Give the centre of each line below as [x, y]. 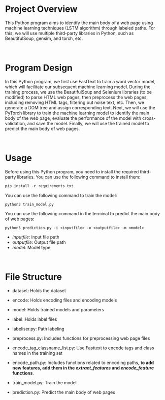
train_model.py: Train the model [44, 382]
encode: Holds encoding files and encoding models [65, 300]
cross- [149, 118]
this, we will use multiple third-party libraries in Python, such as [69, 33]
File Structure [33, 277]
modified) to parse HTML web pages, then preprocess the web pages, [77, 97]
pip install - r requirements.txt [39, 186]
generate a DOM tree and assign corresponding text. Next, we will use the [80, 107]
